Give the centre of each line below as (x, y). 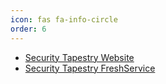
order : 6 (28, 29)
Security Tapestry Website (79, 57)
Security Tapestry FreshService (90, 68)
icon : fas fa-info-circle (64, 19)
